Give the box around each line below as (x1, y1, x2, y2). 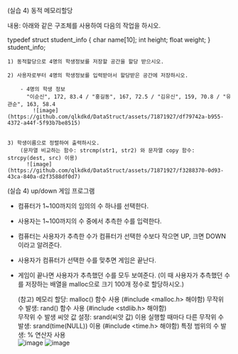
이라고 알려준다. (17, 241, 62, 249)
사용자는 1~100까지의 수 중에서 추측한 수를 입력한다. (17, 217, 162, 225)
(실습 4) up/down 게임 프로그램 (7, 187, 95, 195)
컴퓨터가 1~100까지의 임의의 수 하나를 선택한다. (17, 202, 149, 210)
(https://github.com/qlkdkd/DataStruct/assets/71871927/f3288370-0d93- (7, 167, 224, 174)
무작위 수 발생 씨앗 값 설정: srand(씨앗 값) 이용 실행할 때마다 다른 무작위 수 (17, 313, 225, 321)
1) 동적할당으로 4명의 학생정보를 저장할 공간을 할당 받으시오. (7, 58, 165, 65)
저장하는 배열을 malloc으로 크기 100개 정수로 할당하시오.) (25, 280, 185, 288)
